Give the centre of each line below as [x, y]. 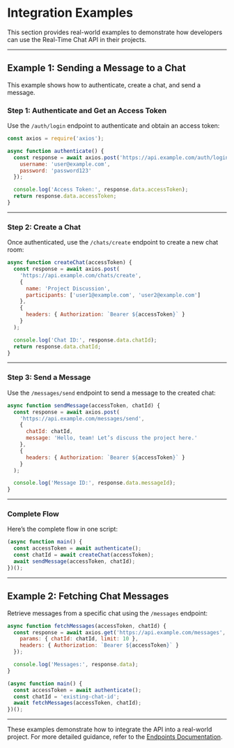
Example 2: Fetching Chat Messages [88, 596]
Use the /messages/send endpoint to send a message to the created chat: [111, 393]
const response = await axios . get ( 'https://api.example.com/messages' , [120, 632]
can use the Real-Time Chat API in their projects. [77, 39]
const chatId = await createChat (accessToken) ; [84, 555]
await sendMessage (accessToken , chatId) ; [75, 562]
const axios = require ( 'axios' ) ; [56, 139]
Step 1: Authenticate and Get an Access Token [87, 110]
